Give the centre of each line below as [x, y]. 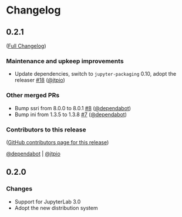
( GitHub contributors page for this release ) [58, 142]
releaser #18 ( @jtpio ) [40, 80]
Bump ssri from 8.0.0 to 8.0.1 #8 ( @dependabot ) [73, 108]
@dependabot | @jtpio [33, 154]
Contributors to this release [46, 130]
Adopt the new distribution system [56, 208]
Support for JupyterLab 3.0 [48, 201]
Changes [19, 189]
